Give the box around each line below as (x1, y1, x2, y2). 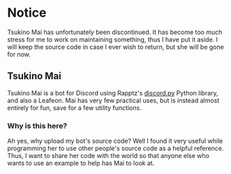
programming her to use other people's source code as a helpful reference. (7, 144, 225, 152)
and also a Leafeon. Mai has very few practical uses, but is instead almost (7, 96, 220, 104)
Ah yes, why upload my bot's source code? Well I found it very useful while (7, 137, 223, 145)
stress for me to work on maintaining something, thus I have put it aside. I (7, 35, 218, 43)
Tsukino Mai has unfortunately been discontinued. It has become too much (7, 28, 223, 36)
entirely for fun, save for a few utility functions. (7, 103, 142, 112)
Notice (7, 5, 47, 21)
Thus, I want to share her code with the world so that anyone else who (7, 152, 209, 160)
